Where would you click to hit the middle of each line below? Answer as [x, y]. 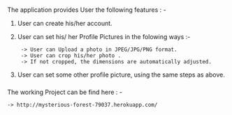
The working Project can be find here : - [65, 92]
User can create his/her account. [65, 23]
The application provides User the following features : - [87, 10]
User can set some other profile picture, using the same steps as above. [121, 75]
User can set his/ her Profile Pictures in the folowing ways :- [104, 36]
